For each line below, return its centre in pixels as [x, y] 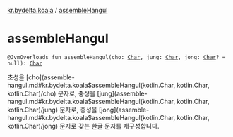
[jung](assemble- [122, 93]
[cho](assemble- [50, 77]
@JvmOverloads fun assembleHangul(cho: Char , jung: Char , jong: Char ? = [116, 57]
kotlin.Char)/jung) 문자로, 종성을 [52, 110]
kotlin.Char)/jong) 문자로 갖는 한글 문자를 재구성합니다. [84, 126]
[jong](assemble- [124, 110]
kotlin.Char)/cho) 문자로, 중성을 [52, 93]
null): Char [25, 63]
